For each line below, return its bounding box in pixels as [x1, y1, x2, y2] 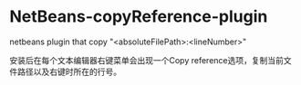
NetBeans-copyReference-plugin [9, 6, 268, 27]
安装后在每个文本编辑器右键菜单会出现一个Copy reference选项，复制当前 [9, 54, 285, 65]
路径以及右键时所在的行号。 [16, 66, 121, 77]
